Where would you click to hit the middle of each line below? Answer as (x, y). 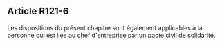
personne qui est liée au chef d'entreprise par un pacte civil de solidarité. (111, 35)
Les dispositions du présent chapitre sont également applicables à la (105, 27)
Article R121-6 (38, 11)
